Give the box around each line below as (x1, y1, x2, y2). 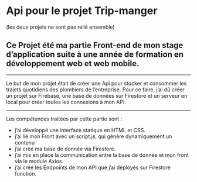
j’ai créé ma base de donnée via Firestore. (14, 145, 116, 152)
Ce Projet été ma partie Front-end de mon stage (6, 40, 184, 50)
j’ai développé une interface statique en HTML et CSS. (14, 126, 145, 133)
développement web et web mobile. (6, 59, 140, 68)
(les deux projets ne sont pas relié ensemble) (6, 23, 116, 30)
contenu (14, 139, 35, 146)
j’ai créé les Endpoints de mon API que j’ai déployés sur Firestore (14, 164, 171, 171)
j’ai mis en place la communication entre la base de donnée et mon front (14, 151, 189, 159)
